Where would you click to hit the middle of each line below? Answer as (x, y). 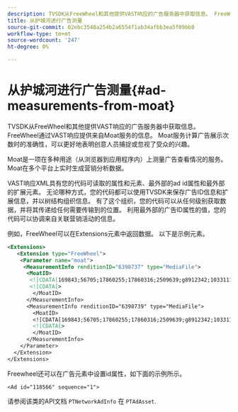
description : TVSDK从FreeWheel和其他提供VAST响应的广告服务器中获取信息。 (109, 14)
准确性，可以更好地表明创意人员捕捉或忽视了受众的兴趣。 (109, 144)
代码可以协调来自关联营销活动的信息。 (63, 218)
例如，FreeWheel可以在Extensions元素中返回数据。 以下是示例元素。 (108, 233)
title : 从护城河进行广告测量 (45, 21)
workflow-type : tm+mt (39, 34)
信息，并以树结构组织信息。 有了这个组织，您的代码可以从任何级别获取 (117, 201)
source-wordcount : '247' (44, 40)
